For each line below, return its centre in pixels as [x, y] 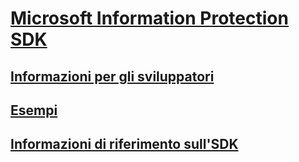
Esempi [34, 110]
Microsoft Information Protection [149, 18]
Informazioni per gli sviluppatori [112, 76]
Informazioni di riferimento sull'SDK [124, 144]
